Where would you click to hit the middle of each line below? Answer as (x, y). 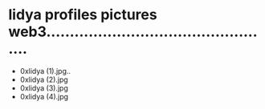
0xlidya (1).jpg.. (45, 71)
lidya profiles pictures (83, 15)
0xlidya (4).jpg (44, 96)
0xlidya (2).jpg (44, 79)
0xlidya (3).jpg (44, 88)
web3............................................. (133, 32)
